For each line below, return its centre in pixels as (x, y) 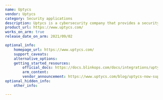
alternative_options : (35, 58)
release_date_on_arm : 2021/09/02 (39, 37)
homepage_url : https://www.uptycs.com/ (54, 50)
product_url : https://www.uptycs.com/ (44, 28)
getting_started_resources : (42, 63)
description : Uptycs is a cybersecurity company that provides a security (82, 23)
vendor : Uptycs (20, 14)
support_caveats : (31, 54)
